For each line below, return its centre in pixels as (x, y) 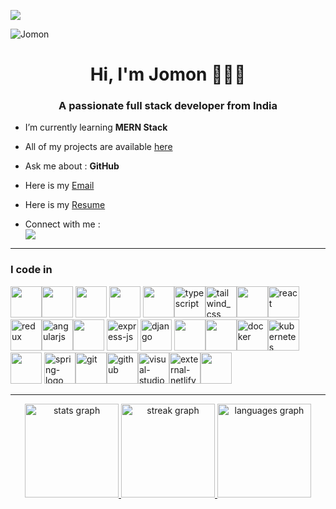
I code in (31, 270)
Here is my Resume (65, 205)
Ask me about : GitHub (72, 166)
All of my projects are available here (98, 147)
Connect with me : (62, 224)
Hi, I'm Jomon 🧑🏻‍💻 (168, 74)
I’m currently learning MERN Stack (96, 127)
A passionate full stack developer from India (168, 106)
